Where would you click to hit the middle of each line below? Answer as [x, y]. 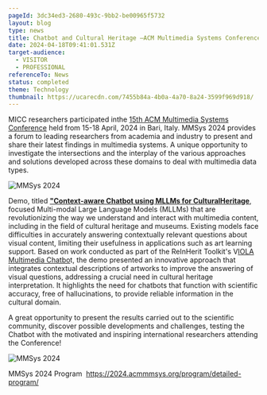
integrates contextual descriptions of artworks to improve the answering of [131, 269]
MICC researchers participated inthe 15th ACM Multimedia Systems [118, 119]
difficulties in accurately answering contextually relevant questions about [128, 234]
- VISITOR [31, 60]
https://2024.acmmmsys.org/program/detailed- [164, 374]
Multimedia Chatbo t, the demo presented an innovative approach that [122, 260]
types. [19, 170]
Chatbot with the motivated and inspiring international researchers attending [133, 335]
